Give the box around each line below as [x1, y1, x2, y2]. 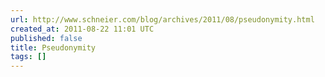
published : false [10, 33, 83, 43]
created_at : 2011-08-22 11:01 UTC [10, 24, 155, 34]
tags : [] [10, 52, 47, 62]
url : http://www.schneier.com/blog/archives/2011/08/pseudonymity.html [10, 14, 315, 25]
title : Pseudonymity [10, 42, 97, 53]
